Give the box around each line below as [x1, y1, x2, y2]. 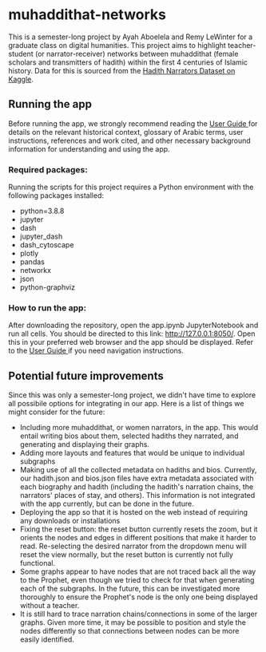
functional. [19, 559, 56, 568]
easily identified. [19, 634, 74, 644]
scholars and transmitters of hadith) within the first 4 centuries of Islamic [8, 57, 248, 67]
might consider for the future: [8, 407, 105, 417]
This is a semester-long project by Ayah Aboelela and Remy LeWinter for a [8, 32, 253, 41]
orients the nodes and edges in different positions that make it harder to [19, 533, 256, 543]
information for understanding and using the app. [8, 144, 170, 153]
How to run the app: [8, 302, 86, 313]
